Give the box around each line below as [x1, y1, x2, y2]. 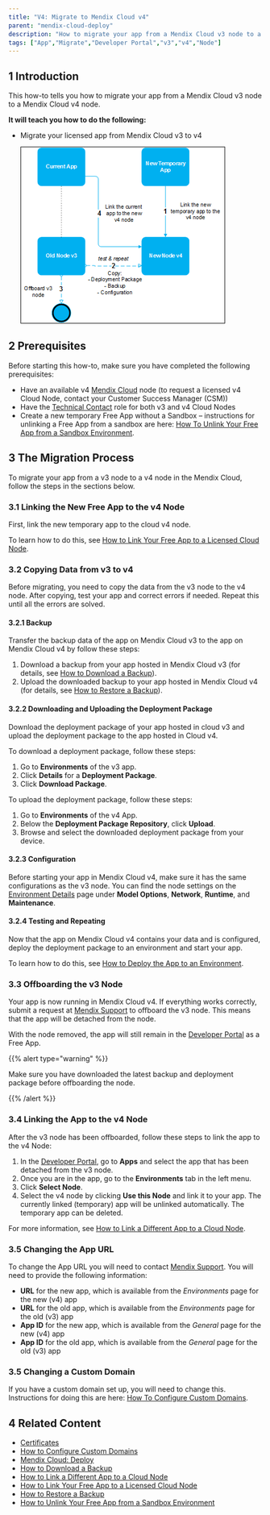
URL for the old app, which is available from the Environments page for [19, 1303, 255, 1313]
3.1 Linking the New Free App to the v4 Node [8, 501, 185, 512]
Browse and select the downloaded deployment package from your [19, 827, 244, 837]
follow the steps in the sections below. [8, 481, 135, 491]
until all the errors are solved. [8, 599, 106, 609]
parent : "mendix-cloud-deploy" [8, 21, 114, 30]
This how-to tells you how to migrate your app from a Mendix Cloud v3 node [8, 91, 262, 101]
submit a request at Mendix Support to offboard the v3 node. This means [8, 1005, 251, 1015]
